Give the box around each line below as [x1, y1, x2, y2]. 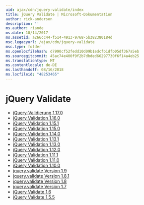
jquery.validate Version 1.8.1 [12, 173, 70, 179]
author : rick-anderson [5, 16, 53, 21]
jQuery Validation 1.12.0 [12, 146, 61, 152]
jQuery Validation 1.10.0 [12, 162, 61, 168]
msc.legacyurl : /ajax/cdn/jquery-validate [5, 40, 95, 45]
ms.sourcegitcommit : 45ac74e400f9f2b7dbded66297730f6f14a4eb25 [5, 53, 140, 59]
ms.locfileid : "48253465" [5, 72, 59, 77]
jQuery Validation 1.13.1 [12, 136, 59, 142]
